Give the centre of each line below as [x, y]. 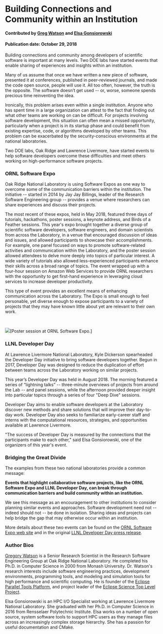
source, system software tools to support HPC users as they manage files [79, 617]
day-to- [144, 410]
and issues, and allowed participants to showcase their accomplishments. [79, 240]
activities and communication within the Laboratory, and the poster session [80, 251]
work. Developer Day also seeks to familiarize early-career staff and [82, 414]
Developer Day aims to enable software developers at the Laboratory [74, 404]
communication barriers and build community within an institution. [74, 493]
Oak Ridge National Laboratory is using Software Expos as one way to [75, 184]
